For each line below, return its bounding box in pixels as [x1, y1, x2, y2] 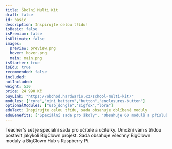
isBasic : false [5, 27, 38, 32]
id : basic [5, 17, 27, 22]
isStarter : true [5, 60, 40, 65]
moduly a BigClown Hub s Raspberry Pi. [5, 137, 90, 144]
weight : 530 [5, 84, 31, 89]
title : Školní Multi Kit [5, 7, 58, 13]
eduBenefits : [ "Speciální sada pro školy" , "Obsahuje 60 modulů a [5, 113, 150, 118]
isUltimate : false [5, 36, 45, 42]
